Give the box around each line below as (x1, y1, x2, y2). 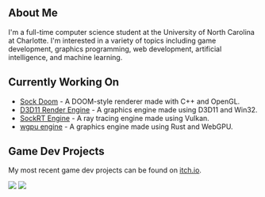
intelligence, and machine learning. (8, 52, 123, 62)
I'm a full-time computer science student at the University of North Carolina (8, 27, 255, 36)
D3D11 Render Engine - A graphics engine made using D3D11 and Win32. (19, 104, 258, 114)
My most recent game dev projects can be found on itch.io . (8, 165, 202, 175)
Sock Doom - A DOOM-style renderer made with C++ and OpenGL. (19, 97, 240, 106)
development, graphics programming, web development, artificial (8, 44, 222, 54)
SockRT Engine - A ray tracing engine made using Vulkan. (19, 113, 210, 123)
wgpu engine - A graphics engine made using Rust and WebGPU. (19, 122, 233, 131)
